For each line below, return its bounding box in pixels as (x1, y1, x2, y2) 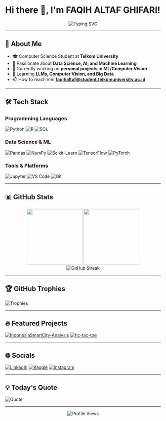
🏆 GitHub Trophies (5, 285, 66, 293)
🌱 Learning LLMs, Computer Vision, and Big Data (12, 71, 114, 77)
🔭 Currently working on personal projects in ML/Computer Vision (12, 65, 147, 71)
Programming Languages (5, 115, 68, 122)
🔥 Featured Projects (5, 319, 68, 328)
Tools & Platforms (5, 162, 48, 169)
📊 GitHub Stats (5, 193, 53, 202)
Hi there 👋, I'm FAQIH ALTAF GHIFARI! (5, 4, 161, 16)
